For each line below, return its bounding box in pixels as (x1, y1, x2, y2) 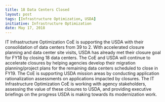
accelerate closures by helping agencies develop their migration (5, 60, 136, 66)
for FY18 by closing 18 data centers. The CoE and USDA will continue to (5, 55, 151, 61)
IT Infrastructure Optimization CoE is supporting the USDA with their (5, 39, 144, 45)
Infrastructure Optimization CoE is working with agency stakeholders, (5, 81, 147, 87)
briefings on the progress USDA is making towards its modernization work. (5, 92, 157, 98)
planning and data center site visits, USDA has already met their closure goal (5, 50, 161, 56)
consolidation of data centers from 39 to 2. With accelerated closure (5, 44, 145, 50)
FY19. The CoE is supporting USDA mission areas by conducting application (5, 70, 160, 76)
